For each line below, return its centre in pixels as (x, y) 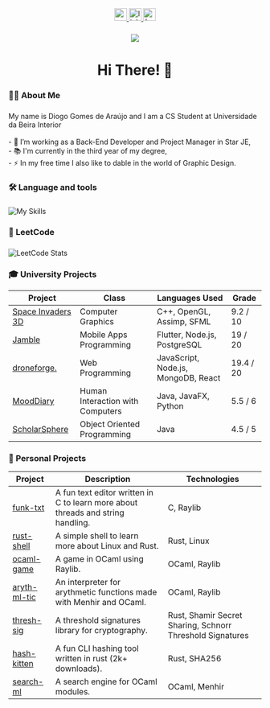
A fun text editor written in (104, 492)
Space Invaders (42, 311)
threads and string (90, 512)
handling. (73, 523)
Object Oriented (110, 424)
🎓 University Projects (53, 274)
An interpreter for (88, 582)
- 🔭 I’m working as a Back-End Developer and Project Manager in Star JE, (130, 142)
